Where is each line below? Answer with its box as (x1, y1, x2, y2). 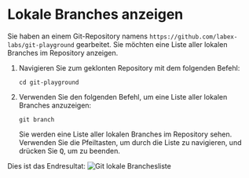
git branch (18, 115, 55, 123)
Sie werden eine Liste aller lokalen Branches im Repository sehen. (18, 129, 233, 139)
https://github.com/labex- (149, 33, 238, 41)
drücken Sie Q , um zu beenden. (18, 146, 121, 155)
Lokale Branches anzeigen (7, 5, 184, 24)
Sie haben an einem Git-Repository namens (7, 31, 148, 41)
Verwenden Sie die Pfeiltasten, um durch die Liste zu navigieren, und (18, 137, 242, 147)
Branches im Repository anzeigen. (7, 48, 119, 57)
